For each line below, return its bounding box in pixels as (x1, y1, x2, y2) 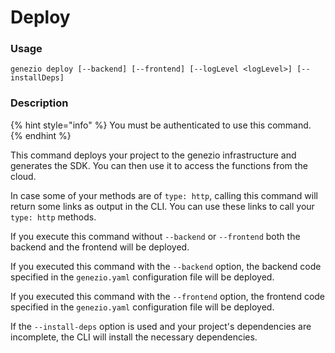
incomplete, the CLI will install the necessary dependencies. (10, 331, 258, 343)
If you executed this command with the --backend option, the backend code (10, 260, 322, 272)
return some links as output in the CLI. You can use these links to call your (10, 200, 315, 212)
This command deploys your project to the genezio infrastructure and (10, 149, 297, 161)
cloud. (10, 170, 37, 182)
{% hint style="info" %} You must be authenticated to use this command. (10, 119, 312, 131)
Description (10, 96, 69, 110)
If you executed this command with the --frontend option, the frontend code (10, 290, 326, 302)
